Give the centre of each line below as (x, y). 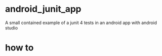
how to (19, 48)
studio (12, 28)
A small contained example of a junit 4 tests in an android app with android (81, 23)
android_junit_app (43, 9)
